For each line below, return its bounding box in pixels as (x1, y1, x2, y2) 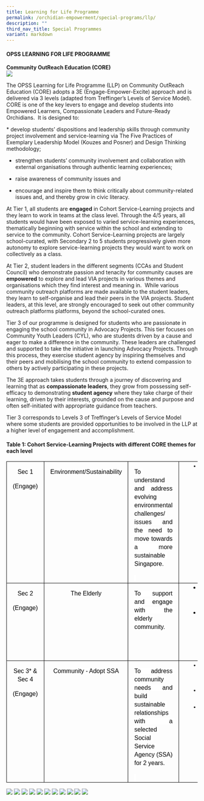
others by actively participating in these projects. (6, 364, 129, 372)
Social (134, 734, 151, 742)
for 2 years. (134, 760, 165, 767)
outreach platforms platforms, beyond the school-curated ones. (6, 308, 166, 315)
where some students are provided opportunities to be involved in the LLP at (6, 420, 198, 428)
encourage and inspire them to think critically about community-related (15, 187, 193, 195)
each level (6, 447, 33, 454)
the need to (134, 527, 173, 534)
